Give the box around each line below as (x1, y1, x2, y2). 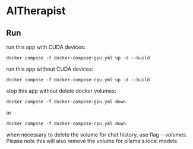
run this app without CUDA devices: (6, 65, 94, 72)
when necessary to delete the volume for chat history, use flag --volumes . (6, 131, 188, 138)
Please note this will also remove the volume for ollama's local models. (6, 138, 179, 144)
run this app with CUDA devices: (6, 43, 86, 50)
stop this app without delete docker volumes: (6, 87, 117, 94)
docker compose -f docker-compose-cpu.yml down (6, 121, 126, 126)
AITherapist (6, 4, 67, 18)
